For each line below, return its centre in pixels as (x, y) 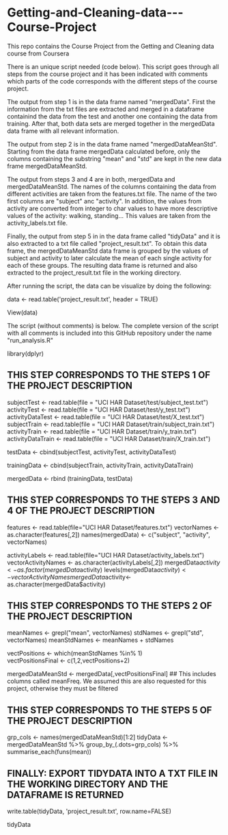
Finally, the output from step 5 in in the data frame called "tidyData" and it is (114, 236)
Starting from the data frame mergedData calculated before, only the (104, 151)
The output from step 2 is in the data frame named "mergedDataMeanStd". (112, 144)
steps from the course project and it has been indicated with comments (108, 74)
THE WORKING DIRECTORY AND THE (88, 784)
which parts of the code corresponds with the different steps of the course (112, 81)
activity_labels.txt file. (38, 223)
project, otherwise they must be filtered (62, 688)
